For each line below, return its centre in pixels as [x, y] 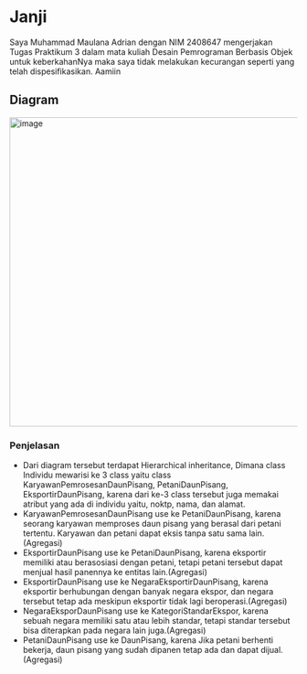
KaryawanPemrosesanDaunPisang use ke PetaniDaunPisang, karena [152, 514]
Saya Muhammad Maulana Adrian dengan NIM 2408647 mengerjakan [141, 42]
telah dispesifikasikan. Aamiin [65, 71]
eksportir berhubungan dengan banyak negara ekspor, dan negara [148, 592]
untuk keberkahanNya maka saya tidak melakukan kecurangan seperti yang [152, 61]
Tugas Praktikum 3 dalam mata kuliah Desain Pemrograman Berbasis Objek [151, 51]
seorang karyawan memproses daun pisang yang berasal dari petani [152, 524]
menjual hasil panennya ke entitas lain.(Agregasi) [115, 572]
